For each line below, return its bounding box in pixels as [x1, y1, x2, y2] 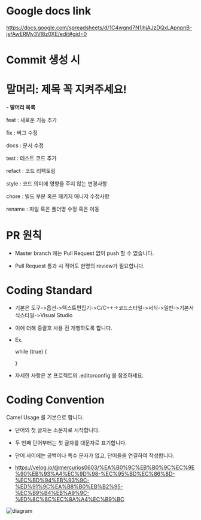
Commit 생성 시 [6, 53, 81, 67]
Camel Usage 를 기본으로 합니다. [6, 413, 84, 421]
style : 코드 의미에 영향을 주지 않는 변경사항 [6, 180, 108, 187]
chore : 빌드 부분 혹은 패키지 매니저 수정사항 [6, 193, 109, 200]
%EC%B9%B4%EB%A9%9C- [14, 489, 90, 496]
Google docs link [6, 4, 92, 18]
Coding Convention [6, 393, 105, 407]
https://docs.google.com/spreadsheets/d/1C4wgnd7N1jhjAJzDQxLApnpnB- [6, 24, 193, 31]
